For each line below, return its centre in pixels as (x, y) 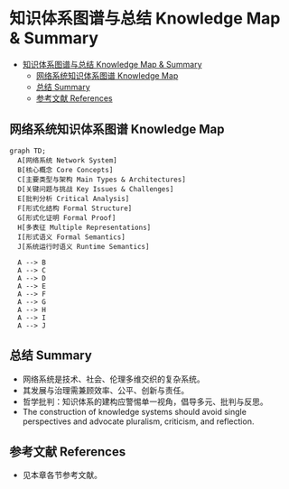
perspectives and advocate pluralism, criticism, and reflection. (138, 421)
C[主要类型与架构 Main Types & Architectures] (102, 180)
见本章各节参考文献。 (62, 475)
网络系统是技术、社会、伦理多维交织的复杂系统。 (113, 379)
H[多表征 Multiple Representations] (84, 227)
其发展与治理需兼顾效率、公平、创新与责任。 (106, 390)
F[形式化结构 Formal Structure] (75, 208)
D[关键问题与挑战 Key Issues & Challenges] (96, 189)
